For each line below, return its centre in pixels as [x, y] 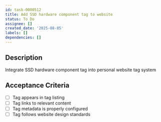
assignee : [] [19, 24]
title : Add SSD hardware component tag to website [59, 14]
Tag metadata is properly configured [50, 109]
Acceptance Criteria [37, 85]
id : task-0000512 [23, 10]
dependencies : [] [23, 38]
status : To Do [20, 19]
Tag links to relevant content [42, 103]
